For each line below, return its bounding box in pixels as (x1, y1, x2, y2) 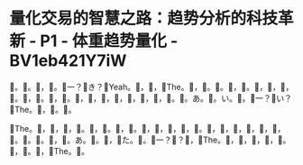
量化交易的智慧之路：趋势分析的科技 (9, 8, 279, 29)
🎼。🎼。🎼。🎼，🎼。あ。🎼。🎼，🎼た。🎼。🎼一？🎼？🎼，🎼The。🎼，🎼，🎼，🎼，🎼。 (9, 134, 291, 145)
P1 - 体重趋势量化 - (40, 31, 179, 51)
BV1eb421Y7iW (9, 50, 127, 71)
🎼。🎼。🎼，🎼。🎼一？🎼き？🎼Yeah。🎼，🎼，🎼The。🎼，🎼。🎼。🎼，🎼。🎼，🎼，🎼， (9, 81, 294, 92)
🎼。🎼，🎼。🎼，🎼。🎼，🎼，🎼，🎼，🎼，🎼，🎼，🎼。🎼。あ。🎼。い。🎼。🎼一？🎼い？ (9, 92, 293, 104)
